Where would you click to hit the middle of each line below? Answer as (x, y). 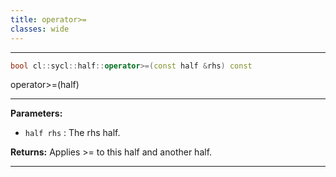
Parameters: (36, 113)
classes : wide (40, 29)
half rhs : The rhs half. (72, 133)
